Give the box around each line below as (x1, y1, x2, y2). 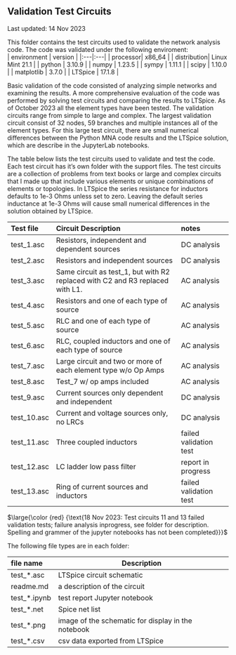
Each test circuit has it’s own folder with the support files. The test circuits (7, 161, 221, 171)
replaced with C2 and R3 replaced (55, 275, 169, 285)
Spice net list (58, 604, 101, 614)
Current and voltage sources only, (55, 408, 169, 418)
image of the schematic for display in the (58, 616, 192, 626)
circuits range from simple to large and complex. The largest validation (7, 111, 212, 119)
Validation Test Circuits (7, 6, 112, 18)
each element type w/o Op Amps (55, 365, 165, 375)
